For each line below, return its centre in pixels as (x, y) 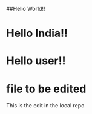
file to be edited (46, 89)
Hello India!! (37, 33)
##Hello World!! (26, 9)
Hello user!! (36, 61)
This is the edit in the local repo (45, 106)
